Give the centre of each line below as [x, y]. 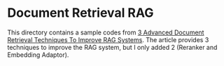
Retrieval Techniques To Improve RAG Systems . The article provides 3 [108, 39]
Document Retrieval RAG [80, 13]
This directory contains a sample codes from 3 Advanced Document [106, 32]
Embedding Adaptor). [38, 55]
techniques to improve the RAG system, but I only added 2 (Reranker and [112, 47]
